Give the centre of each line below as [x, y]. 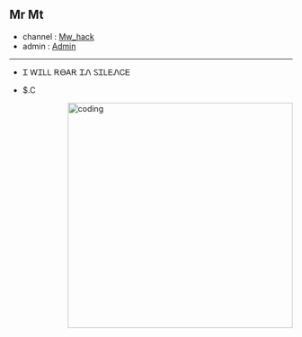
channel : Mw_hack [58, 36]
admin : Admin [49, 46]
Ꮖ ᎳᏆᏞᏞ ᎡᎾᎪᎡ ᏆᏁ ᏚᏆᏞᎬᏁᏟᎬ [76, 72]
